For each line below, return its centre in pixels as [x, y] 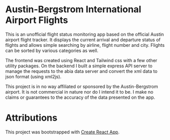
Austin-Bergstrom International [73, 9]
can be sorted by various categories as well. [52, 50]
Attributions [31, 118]
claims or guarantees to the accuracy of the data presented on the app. [80, 97]
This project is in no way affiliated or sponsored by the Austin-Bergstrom [82, 86]
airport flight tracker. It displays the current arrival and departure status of [83, 40]
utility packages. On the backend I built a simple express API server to [79, 66]
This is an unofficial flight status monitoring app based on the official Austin [85, 34]
